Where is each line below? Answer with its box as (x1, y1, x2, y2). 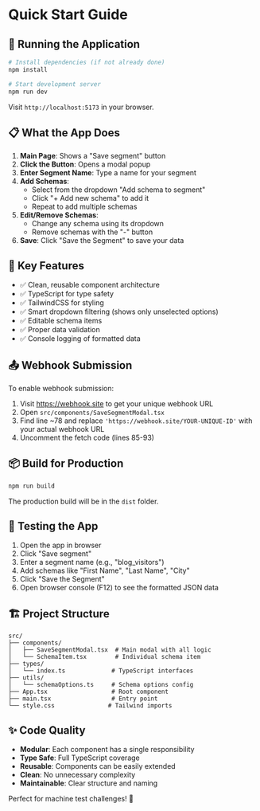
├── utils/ (8, 674, 45, 682)
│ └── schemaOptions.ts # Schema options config (8, 681, 194, 689)
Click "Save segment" (19, 549, 92, 558)
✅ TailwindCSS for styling (19, 298, 105, 308)
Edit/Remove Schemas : (19, 210, 99, 220)
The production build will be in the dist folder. (8, 496, 159, 506)
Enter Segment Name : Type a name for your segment (19, 168, 197, 178)
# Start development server (8, 80, 102, 88)
